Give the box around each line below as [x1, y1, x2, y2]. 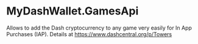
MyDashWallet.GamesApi [6, 4, 139, 18]
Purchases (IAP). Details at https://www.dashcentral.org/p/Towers [6, 30, 172, 37]
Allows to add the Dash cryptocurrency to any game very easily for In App [6, 24, 192, 31]
